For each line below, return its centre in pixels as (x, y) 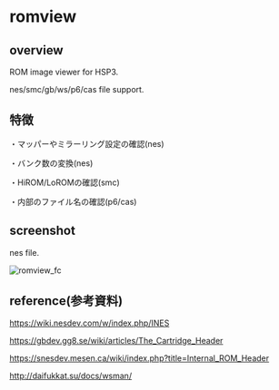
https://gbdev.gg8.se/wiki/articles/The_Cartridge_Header (116, 341)
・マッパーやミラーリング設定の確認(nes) (87, 143)
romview (43, 17)
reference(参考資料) (66, 301)
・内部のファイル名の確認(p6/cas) (73, 201)
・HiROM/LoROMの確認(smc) (65, 182)
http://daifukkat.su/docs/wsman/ (71, 376)
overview (36, 50)
